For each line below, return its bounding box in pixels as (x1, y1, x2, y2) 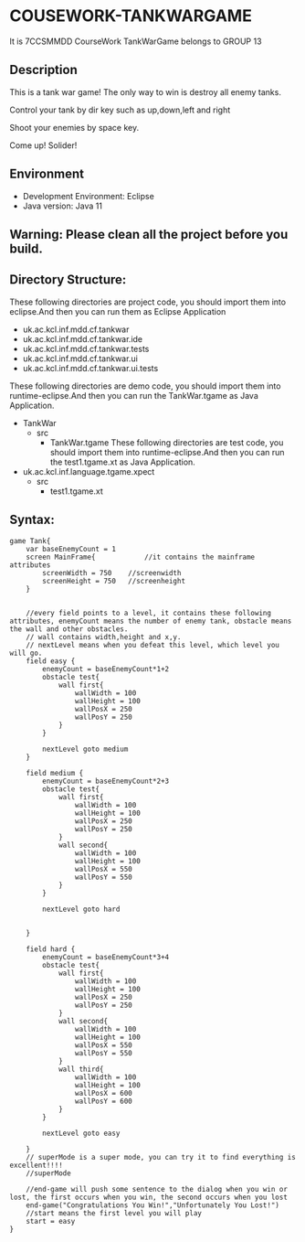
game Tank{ (9, 536, 51, 545)
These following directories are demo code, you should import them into (9, 380, 281, 391)
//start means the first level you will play (26, 1208, 203, 1217)
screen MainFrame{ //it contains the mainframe (26, 552, 256, 562)
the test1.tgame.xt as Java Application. (49, 456, 196, 467)
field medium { (26, 768, 84, 777)
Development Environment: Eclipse (22, 190, 155, 201)
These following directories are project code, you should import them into (9, 296, 286, 307)
